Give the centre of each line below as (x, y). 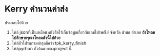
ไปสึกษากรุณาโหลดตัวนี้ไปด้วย (36, 38)
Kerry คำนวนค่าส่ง (36, 9)
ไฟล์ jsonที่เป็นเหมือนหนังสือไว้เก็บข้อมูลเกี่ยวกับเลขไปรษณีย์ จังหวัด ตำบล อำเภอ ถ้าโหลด (83, 32)
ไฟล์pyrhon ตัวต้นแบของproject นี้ (41, 48)
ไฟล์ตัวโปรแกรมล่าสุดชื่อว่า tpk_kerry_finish (49, 43)
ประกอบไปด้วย (16, 22)
